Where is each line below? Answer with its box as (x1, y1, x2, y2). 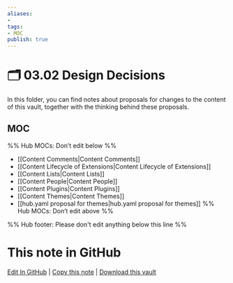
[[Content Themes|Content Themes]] (17, 192, 125, 200)
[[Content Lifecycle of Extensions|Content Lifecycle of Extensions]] (17, 162, 211, 171)
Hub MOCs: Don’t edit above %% (17, 206, 114, 215)
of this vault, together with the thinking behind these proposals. (7, 102, 190, 112)
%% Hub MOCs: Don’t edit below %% (7, 141, 117, 150)
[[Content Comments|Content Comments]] (17, 155, 141, 163)
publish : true (7, 36, 49, 43)
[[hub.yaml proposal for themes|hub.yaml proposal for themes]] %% (17, 199, 215, 208)
